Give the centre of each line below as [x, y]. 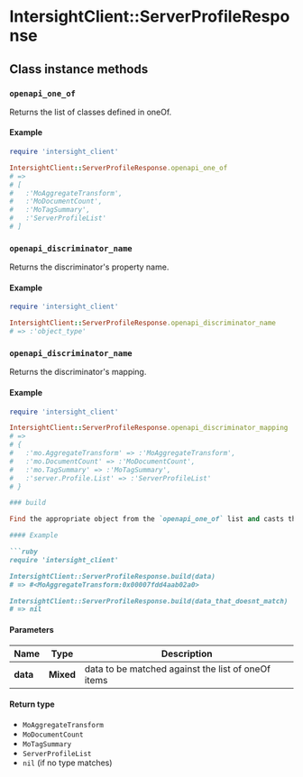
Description [187, 654]
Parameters [32, 629]
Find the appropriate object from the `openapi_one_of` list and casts [147, 519]
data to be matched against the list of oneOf [177, 669]
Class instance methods [79, 69]
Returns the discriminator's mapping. [78, 372]
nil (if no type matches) [67, 763]
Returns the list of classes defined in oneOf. [91, 112]
